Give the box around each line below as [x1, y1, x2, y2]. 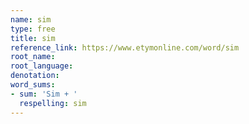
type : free [10, 24, 56, 34]
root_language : [10, 61, 74, 71]
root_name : [10, 52, 56, 62]
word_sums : [10, 80, 56, 90]
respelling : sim [19, 98, 87, 108]
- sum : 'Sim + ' [10, 89, 78, 99]
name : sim [10, 14, 52, 25]
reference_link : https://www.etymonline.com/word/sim [10, 42, 240, 53]
